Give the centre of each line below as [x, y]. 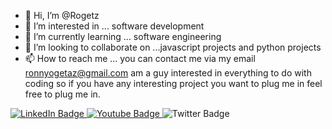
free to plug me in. [62, 94]
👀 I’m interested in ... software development [114, 26]
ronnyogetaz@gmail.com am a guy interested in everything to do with [168, 73]
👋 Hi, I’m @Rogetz [62, 15]
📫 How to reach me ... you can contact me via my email [140, 58]
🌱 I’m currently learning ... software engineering [123, 36]
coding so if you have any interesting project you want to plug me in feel [173, 83]
